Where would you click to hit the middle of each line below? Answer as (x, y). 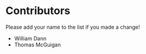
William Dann (30, 38)
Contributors (38, 11)
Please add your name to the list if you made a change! (73, 27)
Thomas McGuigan (37, 45)
